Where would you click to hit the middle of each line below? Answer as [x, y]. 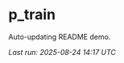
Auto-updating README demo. [60, 37]
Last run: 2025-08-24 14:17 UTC [62, 52]
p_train [32, 15]
